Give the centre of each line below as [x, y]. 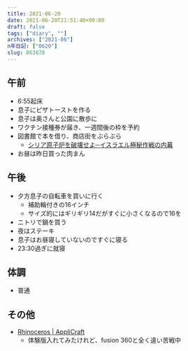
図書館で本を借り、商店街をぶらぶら [70, 136]
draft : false [26, 27]
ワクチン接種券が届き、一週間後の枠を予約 [78, 127]
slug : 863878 [26, 53]
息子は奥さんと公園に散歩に [57, 118]
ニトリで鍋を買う [42, 222]
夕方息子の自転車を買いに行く [60, 196]
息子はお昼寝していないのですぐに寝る [72, 239]
